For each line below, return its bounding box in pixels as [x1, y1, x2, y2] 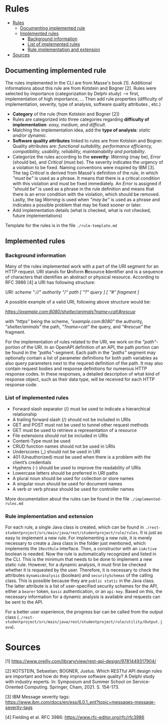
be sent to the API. [5, 599, 44, 605]
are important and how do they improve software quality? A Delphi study [5, 673, 155, 679]
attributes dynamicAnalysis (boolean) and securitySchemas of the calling [5, 572, 153, 578]
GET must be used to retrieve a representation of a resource [12, 427, 137, 433]
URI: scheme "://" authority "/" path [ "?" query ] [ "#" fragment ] [5, 289, 139, 295]
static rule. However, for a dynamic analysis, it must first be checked [5, 562, 146, 568]
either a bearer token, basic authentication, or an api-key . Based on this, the [5, 589, 162, 595]
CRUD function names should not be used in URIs [12, 443, 115, 449]
